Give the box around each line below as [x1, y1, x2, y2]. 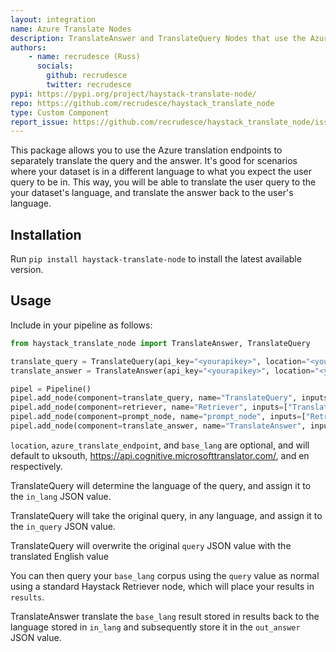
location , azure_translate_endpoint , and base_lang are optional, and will [10, 439, 310, 451]
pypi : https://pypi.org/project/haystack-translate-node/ [10, 89, 257, 99]
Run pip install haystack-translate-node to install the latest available [10, 253, 302, 265]
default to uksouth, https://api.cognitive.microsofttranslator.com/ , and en [10, 449, 310, 461]
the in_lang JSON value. [10, 490, 112, 502]
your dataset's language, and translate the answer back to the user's [10, 187, 294, 199]
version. [10, 264, 44, 276]
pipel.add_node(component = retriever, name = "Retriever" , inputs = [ [10, 402, 288, 413]
